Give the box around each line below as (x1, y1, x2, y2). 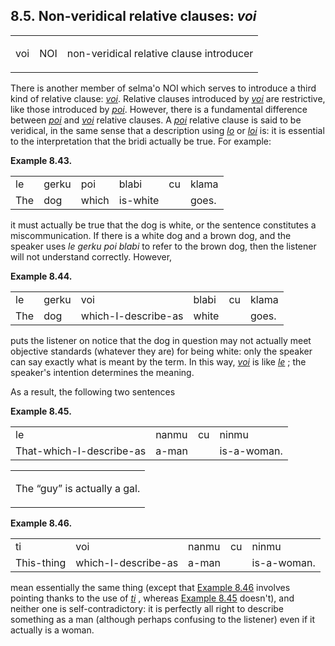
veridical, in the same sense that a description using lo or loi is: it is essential (10, 124, 325, 136)
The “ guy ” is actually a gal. (15, 481, 141, 495)
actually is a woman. (10, 624, 95, 636)
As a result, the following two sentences (10, 385, 176, 398)
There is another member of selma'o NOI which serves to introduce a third (10, 82, 317, 94)
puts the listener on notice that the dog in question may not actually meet (10, 334, 312, 346)
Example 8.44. (10, 270, 73, 282)
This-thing (15, 555, 67, 569)
